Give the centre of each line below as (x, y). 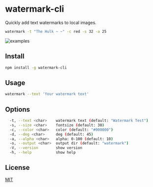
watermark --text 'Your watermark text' (47, 94)
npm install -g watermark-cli (36, 68)
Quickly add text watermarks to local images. (51, 23)
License (17, 168)
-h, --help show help (43, 153)
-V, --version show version (46, 148)
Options (18, 109)
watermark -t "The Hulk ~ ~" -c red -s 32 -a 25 (56, 31)
